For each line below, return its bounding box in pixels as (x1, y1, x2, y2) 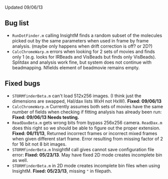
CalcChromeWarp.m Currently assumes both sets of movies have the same (12, 103, 163, 109)
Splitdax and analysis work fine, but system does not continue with (12, 59, 152, 65)
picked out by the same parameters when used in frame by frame (12, 37, 149, 43)
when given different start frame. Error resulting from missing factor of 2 (12, 136, 163, 142)
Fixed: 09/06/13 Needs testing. (12, 114, 79, 120)
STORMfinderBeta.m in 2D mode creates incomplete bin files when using (12, 162, 160, 168)
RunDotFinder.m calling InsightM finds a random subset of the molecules (12, 32, 162, 38)
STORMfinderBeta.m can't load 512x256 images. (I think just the (12, 93, 142, 99)
